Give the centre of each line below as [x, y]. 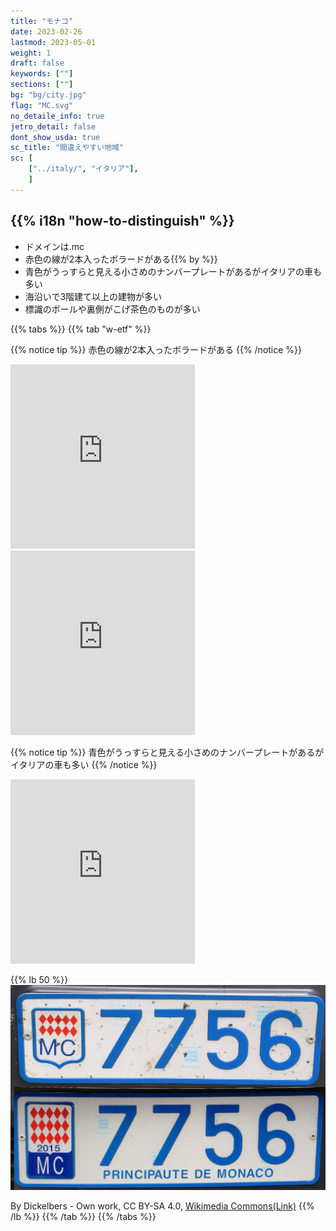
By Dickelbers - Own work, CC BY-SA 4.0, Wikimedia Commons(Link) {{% [162, 1206]
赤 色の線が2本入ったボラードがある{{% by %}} [121, 259]
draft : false [37, 63]
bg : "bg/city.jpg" [48, 95]
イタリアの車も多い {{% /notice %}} [84, 764]
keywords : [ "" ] [42, 74]
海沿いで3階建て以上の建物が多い [93, 296]
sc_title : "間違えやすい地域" [67, 148]
